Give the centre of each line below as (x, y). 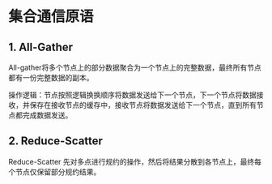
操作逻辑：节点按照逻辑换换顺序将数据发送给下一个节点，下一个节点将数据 (132, 95)
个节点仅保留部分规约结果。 (55, 172)
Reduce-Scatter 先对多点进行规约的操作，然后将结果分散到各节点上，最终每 (135, 161)
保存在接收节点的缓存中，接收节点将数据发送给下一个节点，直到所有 (143, 105)
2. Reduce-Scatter (56, 141)
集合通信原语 (51, 17)
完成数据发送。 (47, 115)
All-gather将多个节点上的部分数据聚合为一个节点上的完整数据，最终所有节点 (135, 67)
